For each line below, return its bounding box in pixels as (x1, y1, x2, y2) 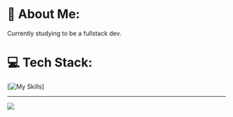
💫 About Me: (7, 6, 80, 22)
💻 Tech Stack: (7, 55, 93, 71)
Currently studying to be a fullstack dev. (7, 29, 122, 37)
